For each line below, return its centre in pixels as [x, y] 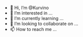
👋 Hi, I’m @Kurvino [29, 8]
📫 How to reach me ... [33, 29]
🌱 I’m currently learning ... [37, 18]
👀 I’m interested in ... [31, 13]
